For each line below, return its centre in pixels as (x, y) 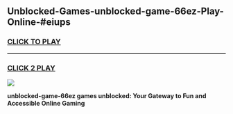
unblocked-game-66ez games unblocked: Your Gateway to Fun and (107, 95)
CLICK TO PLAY (34, 42)
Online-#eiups (39, 22)
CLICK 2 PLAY (31, 68)
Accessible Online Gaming (46, 103)
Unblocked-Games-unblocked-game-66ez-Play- (115, 11)
